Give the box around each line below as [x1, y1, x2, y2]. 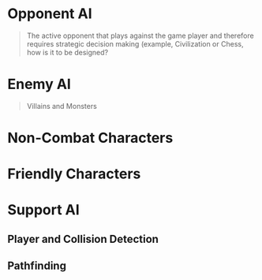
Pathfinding [7, 259, 66, 273]
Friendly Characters [7, 165, 141, 183]
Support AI [7, 201, 80, 219]
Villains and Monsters [26, 101, 98, 110]
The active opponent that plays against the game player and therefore [26, 31, 254, 40]
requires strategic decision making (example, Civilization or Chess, [26, 39, 244, 48]
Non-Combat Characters [7, 129, 174, 147]
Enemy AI [7, 76, 72, 93]
